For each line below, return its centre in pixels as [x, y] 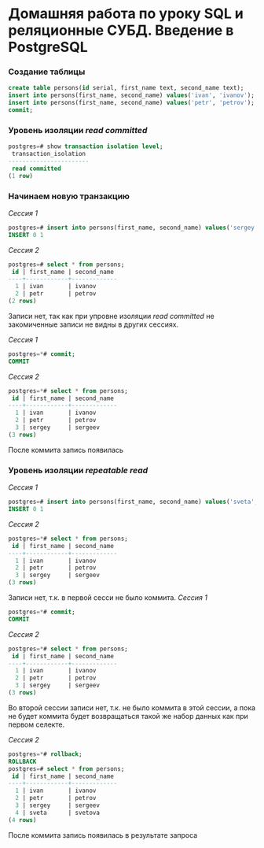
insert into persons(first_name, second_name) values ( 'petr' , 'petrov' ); [132, 103]
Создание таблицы [47, 72]
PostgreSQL [48, 47]
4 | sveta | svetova [58, 813]
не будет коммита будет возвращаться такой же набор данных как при [128, 716]
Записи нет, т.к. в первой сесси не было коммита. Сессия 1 [108, 598]
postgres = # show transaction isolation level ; [86, 146]
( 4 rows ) [22, 820]
